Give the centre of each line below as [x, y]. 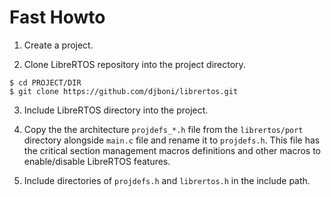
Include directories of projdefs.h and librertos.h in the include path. [167, 180]
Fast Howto [57, 17]
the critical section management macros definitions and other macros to [172, 150]
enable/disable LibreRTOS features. [97, 161]
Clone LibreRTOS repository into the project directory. [134, 64]
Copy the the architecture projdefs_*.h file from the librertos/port [163, 129]
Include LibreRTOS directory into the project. [116, 110]
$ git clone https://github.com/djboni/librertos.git [124, 91]
